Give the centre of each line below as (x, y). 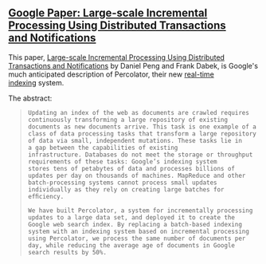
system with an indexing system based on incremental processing (138, 231)
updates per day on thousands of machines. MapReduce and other (137, 175)
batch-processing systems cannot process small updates (122, 183)
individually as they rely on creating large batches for (126, 189)
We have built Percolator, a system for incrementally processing (140, 211)
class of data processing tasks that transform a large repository (142, 134)
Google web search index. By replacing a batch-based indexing (135, 224)
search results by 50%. (67, 252)
